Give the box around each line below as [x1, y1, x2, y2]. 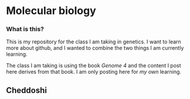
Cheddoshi [6, 85, 47, 95]
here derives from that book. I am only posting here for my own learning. [6, 69, 182, 76]
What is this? [6, 25, 44, 33]
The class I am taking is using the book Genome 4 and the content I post [6, 62, 181, 69]
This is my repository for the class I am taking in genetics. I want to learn [6, 38, 182, 45]
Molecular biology [6, 4, 97, 18]
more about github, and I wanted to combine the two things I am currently [6, 45, 184, 52]
